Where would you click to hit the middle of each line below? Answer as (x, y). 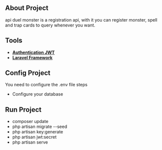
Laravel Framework (32, 57)
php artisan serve (30, 142)
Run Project (23, 110)
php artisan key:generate (38, 132)
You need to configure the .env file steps (46, 85)
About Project (27, 8)
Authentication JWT (33, 52)
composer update (30, 122)
